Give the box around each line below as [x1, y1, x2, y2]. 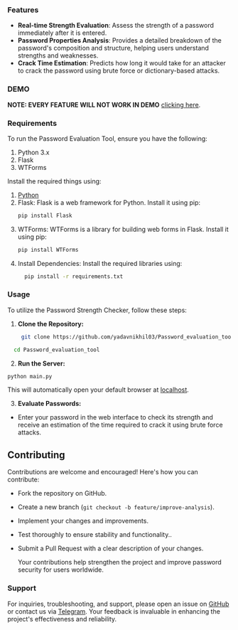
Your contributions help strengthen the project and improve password [17, 558, 222, 567]
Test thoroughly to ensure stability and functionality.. [17, 530, 173, 539]
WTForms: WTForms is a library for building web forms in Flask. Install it [17, 225, 229, 233]
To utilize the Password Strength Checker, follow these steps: [7, 306, 187, 314]
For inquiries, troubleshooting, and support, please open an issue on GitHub [7, 599, 229, 608]
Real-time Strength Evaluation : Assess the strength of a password [17, 21, 215, 30]
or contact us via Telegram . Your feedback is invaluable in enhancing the [7, 607, 220, 616]
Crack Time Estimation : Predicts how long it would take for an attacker [17, 59, 226, 68]
